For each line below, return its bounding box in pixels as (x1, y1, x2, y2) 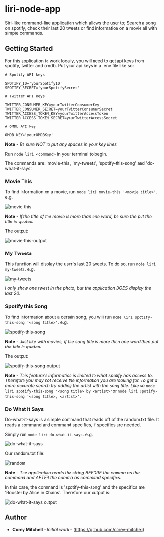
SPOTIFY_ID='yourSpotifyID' (5, 81, 63, 86)
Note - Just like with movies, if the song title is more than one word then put (5, 338, 159, 344)
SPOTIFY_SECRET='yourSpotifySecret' (5, 85, 80, 90)
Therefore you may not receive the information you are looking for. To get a (5, 378, 158, 383)
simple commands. (5, 30, 44, 36)
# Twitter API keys (5, 94, 45, 99)
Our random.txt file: (5, 450, 45, 456)
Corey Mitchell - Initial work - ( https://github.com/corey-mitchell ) (12, 526, 144, 532)
